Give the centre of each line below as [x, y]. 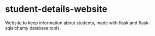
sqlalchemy [17, 28]
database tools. [45, 28]
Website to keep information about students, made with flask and [71, 23]
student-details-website [56, 9]
